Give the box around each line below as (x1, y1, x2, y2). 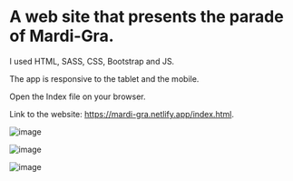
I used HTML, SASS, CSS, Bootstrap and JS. (9, 55, 175, 66)
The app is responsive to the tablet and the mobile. (9, 73, 200, 84)
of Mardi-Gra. (9, 25, 114, 46)
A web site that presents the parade (9, 6, 284, 27)
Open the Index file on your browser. (9, 91, 146, 102)
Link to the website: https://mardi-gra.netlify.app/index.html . (9, 108, 234, 119)
